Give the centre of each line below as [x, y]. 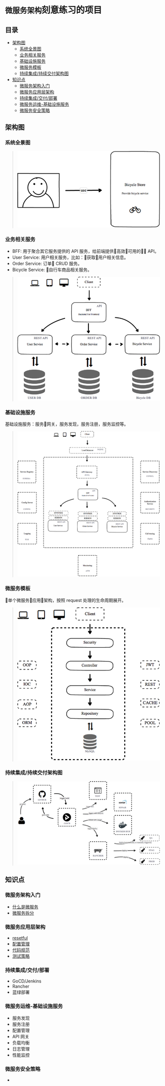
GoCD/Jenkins [27, 981]
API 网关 [21, 1036]
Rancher [21, 986]
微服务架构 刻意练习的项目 [54, 10]
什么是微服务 [25, 907]
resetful [20, 938]
